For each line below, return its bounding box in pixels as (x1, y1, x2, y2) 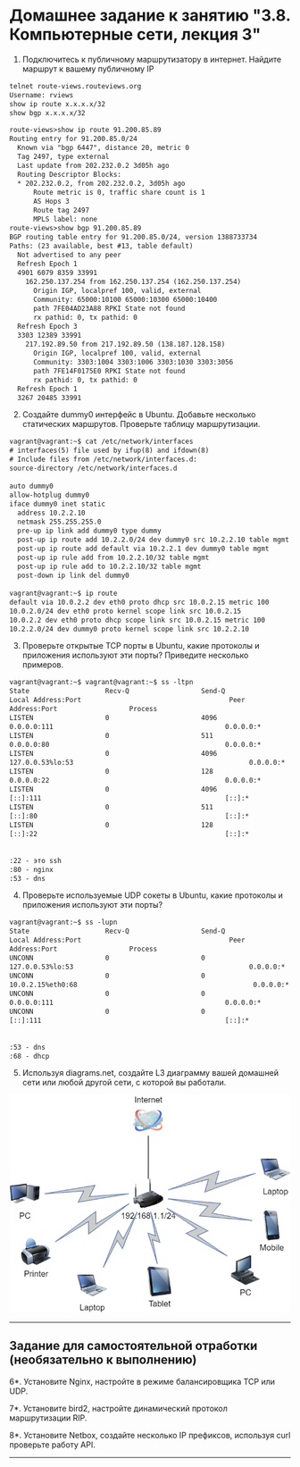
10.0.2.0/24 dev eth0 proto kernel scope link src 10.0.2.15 (9, 607, 242, 616)
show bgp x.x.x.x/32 (9, 108, 87, 117)
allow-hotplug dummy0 (9, 490, 90, 499)
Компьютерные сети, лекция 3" (9, 24, 262, 45)
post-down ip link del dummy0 (17, 571, 129, 580)
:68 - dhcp (9, 1052, 50, 1060)
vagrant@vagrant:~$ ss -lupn (9, 918, 118, 926)
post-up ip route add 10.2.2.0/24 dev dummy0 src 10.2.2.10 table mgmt (17, 535, 290, 544)
